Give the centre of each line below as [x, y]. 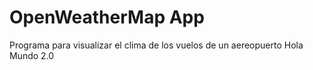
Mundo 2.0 [32, 55]
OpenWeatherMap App [107, 17]
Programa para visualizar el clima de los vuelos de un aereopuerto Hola [156, 45]
